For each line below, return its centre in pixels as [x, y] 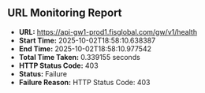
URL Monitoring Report [65, 13]
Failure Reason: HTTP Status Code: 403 [84, 82]
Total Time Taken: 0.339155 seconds [80, 57]
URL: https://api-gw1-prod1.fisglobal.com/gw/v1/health [108, 32]
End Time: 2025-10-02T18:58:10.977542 [85, 48]
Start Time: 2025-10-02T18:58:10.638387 [87, 40]
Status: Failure [43, 73]
